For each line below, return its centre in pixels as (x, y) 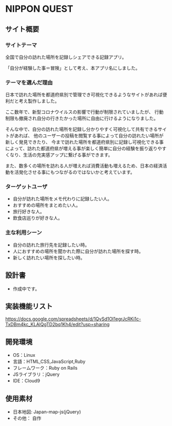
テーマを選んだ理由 (29, 83)
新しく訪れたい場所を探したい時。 (49, 257)
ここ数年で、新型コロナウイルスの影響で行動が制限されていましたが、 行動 (84, 112)
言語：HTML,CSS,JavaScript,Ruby (49, 361)
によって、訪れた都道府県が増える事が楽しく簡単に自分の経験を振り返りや (84, 149)
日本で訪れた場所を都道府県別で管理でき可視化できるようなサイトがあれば (84, 95)
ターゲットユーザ (26, 187)
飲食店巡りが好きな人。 (37, 218)
